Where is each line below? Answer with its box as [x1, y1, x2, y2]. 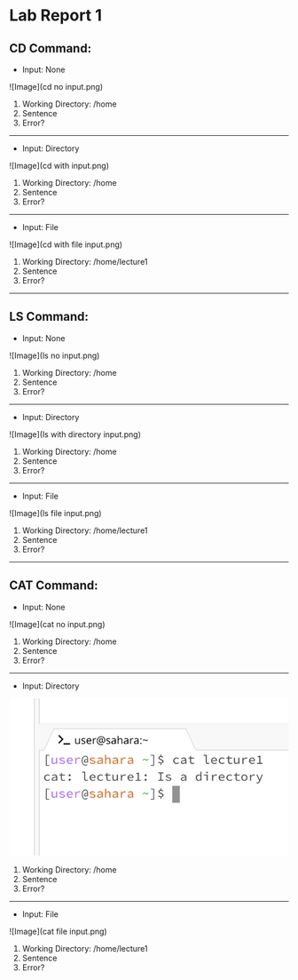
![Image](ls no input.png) [9, 350, 100, 361]
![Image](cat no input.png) [9, 618, 106, 629]
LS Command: [9, 309, 89, 324]
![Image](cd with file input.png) [9, 239, 122, 250]
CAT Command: [9, 578, 99, 594]
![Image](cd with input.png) [9, 161, 109, 171]
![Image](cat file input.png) [9, 926, 108, 936]
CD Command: [9, 41, 91, 56]
